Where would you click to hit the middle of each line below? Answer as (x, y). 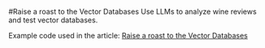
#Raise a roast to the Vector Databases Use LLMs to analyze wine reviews (133, 12)
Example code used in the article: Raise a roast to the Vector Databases (128, 36)
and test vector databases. (53, 20)
